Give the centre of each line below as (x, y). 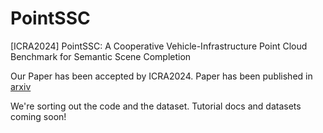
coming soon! (38, 116)
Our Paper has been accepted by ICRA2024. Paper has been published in (161, 76)
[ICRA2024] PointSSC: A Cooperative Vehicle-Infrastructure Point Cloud (159, 46)
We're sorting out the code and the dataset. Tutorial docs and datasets (156, 106)
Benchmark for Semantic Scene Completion (101, 56)
